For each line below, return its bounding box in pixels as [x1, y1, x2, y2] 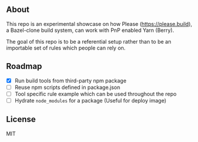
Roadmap [6, 61, 43, 71]
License [6, 114, 36, 124]
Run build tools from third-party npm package [14, 77, 127, 84]
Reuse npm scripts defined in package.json [14, 84, 121, 91]
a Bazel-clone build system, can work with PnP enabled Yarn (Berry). [6, 27, 174, 34]
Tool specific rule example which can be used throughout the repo [14, 90, 177, 97]
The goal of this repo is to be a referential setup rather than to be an [6, 38, 171, 45]
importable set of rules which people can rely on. [6, 44, 126, 51]
